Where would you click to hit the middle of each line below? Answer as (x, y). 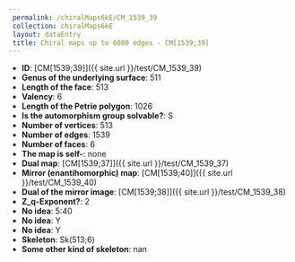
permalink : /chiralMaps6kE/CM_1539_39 (85, 17)
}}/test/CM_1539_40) (59, 183)
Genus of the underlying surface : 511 (91, 78)
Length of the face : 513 (65, 87)
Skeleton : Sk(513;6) (58, 240)
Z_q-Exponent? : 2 (56, 202)
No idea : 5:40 (47, 211)
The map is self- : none (64, 154)
